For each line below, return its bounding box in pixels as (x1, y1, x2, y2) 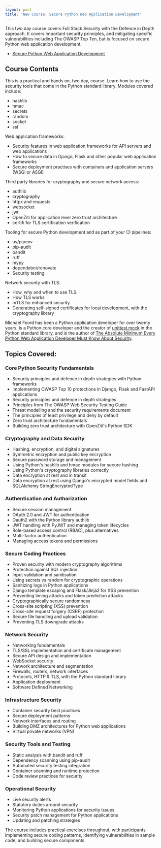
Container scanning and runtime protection (12, 768, 100, 774)
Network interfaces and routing (12, 718, 76, 724)
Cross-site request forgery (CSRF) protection (12, 608, 104, 614)
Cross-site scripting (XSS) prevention (12, 603, 89, 609)
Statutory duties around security (12, 802, 78, 808)
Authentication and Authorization (5, 495, 87, 502)
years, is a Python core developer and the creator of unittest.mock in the (5, 325, 153, 331)
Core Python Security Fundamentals (5, 364, 94, 371)
